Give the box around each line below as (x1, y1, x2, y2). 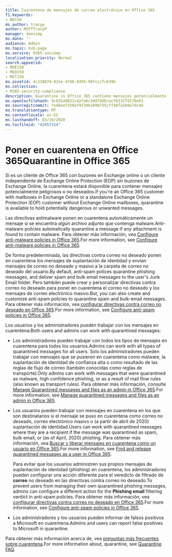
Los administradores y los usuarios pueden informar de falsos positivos (12, 514, 164, 521)
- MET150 (5, 74, 24, 80)
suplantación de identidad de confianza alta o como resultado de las (12, 359, 158, 365)
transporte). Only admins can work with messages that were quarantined (12, 370, 166, 376)
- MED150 (5, 70, 24, 75)
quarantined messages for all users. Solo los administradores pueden (12, 348, 160, 354)
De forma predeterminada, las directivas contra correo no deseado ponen (5, 252, 162, 258)
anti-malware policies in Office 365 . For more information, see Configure (5, 237, 158, 243)
